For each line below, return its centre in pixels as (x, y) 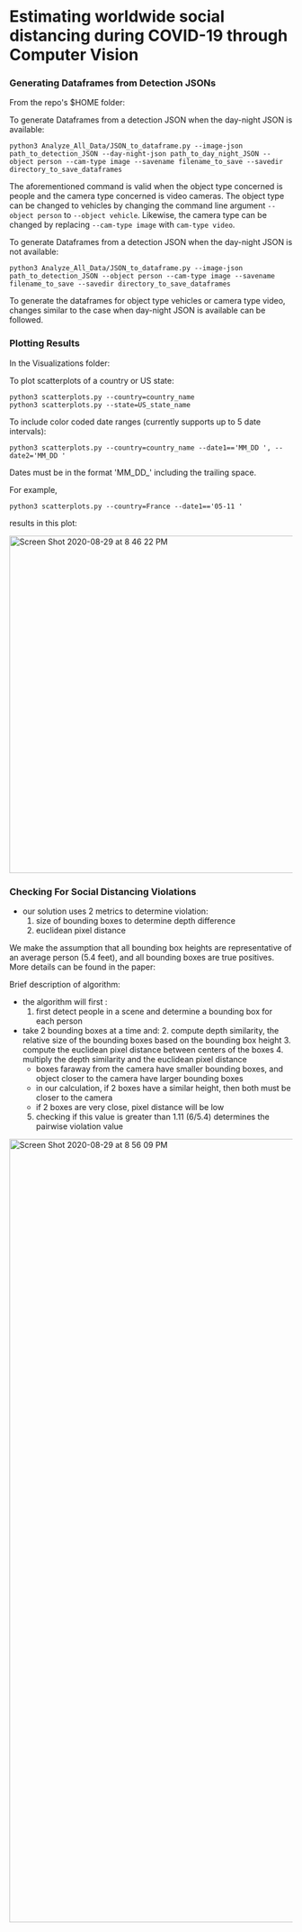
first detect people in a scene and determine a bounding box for (154, 1012)
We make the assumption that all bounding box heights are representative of (151, 948)
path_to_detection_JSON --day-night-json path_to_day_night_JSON (134, 154)
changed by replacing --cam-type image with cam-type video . (122, 225)
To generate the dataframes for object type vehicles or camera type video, (147, 301)
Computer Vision (74, 55)
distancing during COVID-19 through (149, 36)
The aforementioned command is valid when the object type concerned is (146, 187)
